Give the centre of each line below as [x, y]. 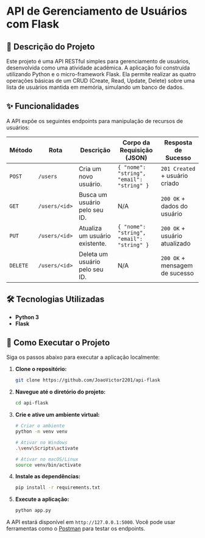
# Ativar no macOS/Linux [47, 459]
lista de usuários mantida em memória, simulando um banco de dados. [95, 87]
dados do [174, 206]
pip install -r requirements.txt [58, 488]
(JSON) [136, 158]
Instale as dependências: [48, 476]
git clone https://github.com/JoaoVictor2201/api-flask [88, 380]
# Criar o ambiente [40, 426]
